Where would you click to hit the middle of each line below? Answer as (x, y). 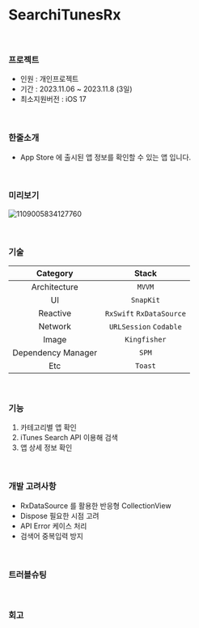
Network (55, 327)
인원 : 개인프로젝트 (49, 79)
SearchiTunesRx (65, 15)
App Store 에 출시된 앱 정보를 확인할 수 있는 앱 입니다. (106, 157)
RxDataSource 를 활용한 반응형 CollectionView (95, 505)
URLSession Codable (145, 327)
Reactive (55, 313)
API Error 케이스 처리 (53, 526)
